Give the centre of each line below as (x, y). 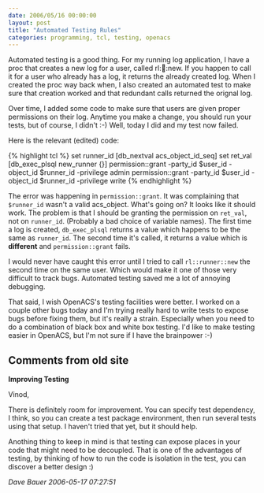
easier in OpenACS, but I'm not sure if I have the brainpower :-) (110, 335)
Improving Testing (39, 380)
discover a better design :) (51, 467)
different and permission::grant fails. (70, 246)
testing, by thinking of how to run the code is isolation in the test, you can (127, 458)
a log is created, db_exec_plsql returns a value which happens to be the (125, 230)
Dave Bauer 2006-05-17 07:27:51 (62, 482)
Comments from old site (69, 360)
